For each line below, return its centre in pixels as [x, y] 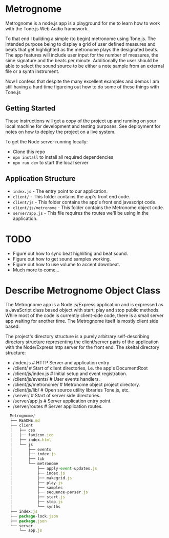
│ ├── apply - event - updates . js [54, 469]
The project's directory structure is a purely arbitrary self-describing [77, 337]
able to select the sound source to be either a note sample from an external [85, 66]
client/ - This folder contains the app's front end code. [71, 196]
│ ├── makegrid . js [41, 478]
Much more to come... [36, 270]
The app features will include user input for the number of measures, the [82, 55]
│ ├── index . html [31, 440]
